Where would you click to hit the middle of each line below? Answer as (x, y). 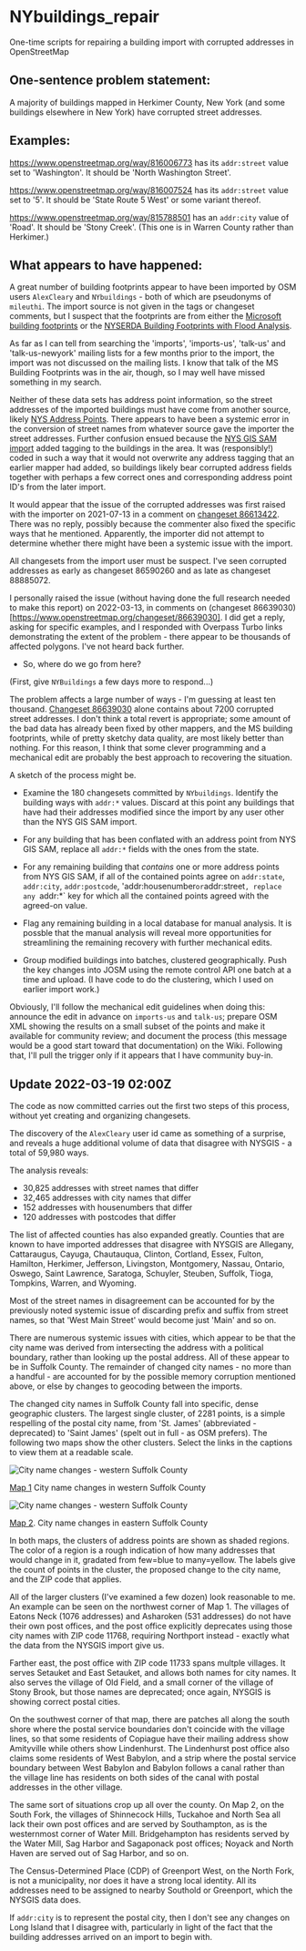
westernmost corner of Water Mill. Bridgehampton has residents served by (149, 1834)
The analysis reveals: (49, 1171)
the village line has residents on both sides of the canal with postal (134, 1778)
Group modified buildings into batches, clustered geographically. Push (154, 960)
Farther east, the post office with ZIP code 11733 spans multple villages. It (148, 1663)
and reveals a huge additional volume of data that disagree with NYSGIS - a (151, 1143)
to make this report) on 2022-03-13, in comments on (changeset (131, 608)
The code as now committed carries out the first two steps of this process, (149, 1106)
